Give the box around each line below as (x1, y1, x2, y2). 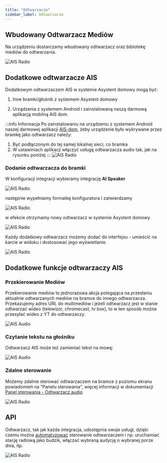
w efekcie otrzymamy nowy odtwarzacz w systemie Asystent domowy (5, 215, 150, 221)
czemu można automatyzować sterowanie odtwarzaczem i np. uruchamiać (5, 431, 159, 438)
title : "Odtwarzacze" (5, 7, 50, 13)
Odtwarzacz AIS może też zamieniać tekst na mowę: (5, 345, 113, 351)
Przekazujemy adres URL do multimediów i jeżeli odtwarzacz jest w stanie (5, 301, 158, 307)
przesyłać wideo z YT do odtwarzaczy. (5, 311, 86, 317)
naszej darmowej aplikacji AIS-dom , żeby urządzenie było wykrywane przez (5, 126, 162, 133)
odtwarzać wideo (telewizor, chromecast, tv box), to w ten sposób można (5, 306, 157, 312)
